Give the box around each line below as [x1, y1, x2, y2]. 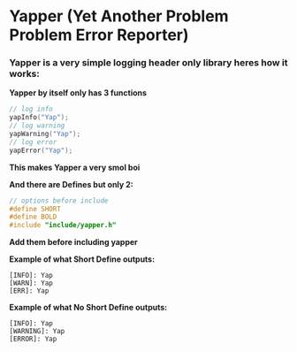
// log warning [9, 121, 65, 130]
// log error [9, 137, 57, 147]
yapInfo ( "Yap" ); [9, 113, 69, 122]
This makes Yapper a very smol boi [9, 162, 141, 172]
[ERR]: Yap [9, 287, 49, 295]
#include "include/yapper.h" [9, 221, 117, 230]
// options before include [9, 196, 109, 205]
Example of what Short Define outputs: [9, 254, 156, 264]
